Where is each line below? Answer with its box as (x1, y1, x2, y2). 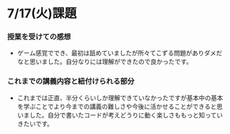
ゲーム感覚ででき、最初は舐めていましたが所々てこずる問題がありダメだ (17, 49, 222, 57)
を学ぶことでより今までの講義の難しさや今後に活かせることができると (17, 102, 217, 111)
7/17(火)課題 (7, 6, 77, 21)
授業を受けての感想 (7, 32, 71, 41)
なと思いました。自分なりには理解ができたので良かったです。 (17, 57, 193, 66)
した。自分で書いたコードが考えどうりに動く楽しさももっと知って (29, 111, 218, 119)
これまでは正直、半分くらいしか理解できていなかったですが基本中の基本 (17, 93, 223, 102)
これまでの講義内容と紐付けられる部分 (7, 77, 135, 86)
